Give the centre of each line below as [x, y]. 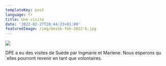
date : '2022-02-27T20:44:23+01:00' [43, 24]
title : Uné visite [25, 19]
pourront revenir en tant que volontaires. [60, 58]
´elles [11, 58]
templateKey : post [25, 10]
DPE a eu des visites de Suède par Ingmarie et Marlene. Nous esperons [80, 53]
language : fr [19, 15]
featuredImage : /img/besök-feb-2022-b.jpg [51, 29]
